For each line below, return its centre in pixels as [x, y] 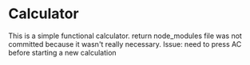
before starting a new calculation [63, 52]
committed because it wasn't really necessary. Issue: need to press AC [125, 44]
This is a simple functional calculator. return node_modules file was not [125, 36]
